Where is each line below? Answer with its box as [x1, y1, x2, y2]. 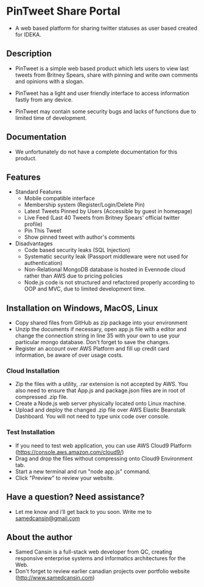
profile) [24, 220, 43, 228]
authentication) [24, 259, 63, 267]
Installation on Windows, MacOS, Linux [6, 303, 158, 313]
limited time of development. [15, 114, 87, 121]
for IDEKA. [15, 30, 41, 38]
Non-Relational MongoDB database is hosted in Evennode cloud [24, 266, 186, 273]
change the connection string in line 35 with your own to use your [15, 332, 180, 339]
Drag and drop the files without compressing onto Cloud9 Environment [15, 455, 193, 462]
